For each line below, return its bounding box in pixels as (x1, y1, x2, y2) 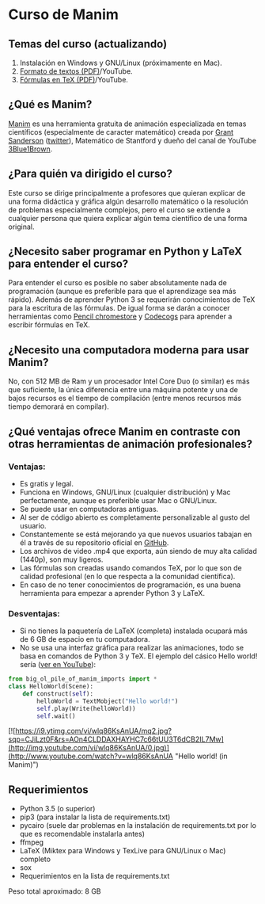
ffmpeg (19, 837, 44, 847)
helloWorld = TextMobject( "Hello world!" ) (36, 697, 179, 705)
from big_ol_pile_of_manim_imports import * (8, 675, 157, 683)
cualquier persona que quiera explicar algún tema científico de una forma (8, 213, 248, 223)
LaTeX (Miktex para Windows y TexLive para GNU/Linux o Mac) (19, 846, 226, 856)
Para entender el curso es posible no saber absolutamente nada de (8, 278, 227, 288)
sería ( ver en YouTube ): (19, 660, 97, 669)
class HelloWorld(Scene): (8, 683, 93, 691)
